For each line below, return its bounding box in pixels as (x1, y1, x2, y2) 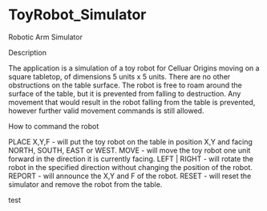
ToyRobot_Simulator (8, 6, 147, 24)
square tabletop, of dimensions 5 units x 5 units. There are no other (8, 71, 231, 81)
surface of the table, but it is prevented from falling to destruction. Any (8, 88, 241, 98)
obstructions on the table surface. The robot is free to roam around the (8, 80, 243, 90)
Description (8, 47, 47, 57)
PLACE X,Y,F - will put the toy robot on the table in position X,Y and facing (8, 136, 253, 146)
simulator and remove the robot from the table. (8, 179, 163, 189)
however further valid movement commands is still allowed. (8, 106, 204, 116)
